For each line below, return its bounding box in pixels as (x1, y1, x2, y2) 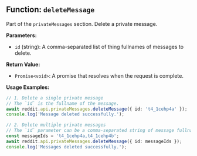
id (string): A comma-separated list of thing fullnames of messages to (14, 43, 184, 50)
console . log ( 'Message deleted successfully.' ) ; (6, 111, 125, 117)
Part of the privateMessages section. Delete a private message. (6, 20, 158, 27)
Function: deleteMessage (6, 5, 95, 15)
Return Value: (6, 61, 40, 68)
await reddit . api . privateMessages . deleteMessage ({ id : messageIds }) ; (6, 138, 182, 144)
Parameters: (6, 32, 37, 39)
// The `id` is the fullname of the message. (6, 100, 119, 107)
